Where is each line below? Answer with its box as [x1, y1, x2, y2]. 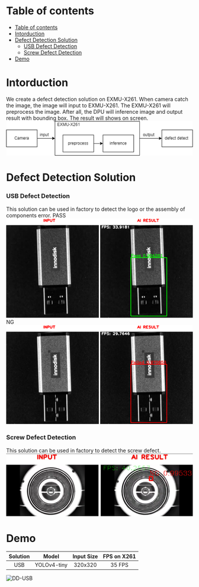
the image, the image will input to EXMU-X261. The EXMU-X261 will [6, 102, 171, 109]
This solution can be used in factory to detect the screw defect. [6, 447, 161, 454]
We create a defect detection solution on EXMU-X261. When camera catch [6, 95, 188, 102]
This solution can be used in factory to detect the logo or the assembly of [6, 206, 185, 213]
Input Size [72, 553, 98, 560]
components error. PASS [6, 211, 66, 219]
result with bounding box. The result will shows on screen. [6, 114, 149, 121]
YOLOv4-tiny [34, 562, 68, 569]
